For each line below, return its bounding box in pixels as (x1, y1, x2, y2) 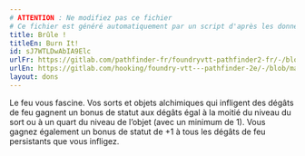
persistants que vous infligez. (9, 135, 120, 146)
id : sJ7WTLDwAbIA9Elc (9, 47, 92, 56)
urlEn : (9, 64, 34, 73)
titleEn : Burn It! (9, 38, 79, 48)
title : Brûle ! (9, 30, 67, 39)
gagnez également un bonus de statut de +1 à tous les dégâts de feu (9, 126, 266, 137)
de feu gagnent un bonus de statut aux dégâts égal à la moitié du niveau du (9, 106, 292, 118)
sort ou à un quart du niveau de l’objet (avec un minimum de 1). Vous (9, 116, 266, 127)
